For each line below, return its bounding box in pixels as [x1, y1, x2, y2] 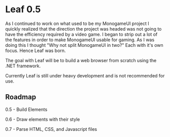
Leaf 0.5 [5, 4, 41, 15]
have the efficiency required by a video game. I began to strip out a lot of [5, 31, 158, 37]
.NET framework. [5, 63, 41, 69]
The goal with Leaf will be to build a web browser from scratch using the [5, 57, 157, 63]
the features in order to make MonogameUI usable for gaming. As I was [5, 37, 155, 43]
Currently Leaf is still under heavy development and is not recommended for [5, 72, 165, 78]
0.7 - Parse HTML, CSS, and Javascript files [5, 126, 97, 132]
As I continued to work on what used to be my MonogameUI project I [5, 20, 149, 26]
